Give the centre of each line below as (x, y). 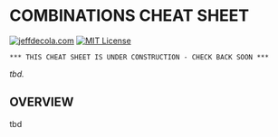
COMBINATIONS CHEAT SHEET (129, 16)
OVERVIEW (42, 102)
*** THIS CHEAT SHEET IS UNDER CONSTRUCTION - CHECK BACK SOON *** (139, 57)
